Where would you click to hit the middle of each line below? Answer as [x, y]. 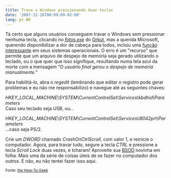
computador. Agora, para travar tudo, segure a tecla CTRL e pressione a [81, 145]
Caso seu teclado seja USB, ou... [40, 109]
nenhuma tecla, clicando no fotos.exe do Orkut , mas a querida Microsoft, [82, 39]
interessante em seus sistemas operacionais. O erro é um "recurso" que [81, 51]
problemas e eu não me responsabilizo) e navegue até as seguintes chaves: [85, 88]
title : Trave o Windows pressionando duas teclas [59, 10]
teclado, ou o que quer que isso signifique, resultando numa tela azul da [81, 62]
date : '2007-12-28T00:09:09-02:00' [43, 15]
